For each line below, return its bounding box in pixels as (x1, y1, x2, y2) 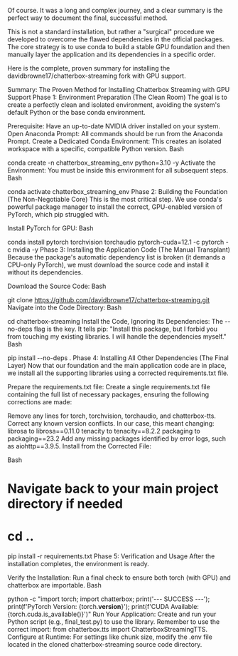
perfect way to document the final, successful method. (7, 14, 168, 22)
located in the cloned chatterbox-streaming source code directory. (7, 640, 202, 649)
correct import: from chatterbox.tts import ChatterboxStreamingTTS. (7, 625, 208, 634)
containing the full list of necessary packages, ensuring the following (7, 390, 210, 399)
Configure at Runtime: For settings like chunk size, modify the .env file (7, 632, 213, 641)
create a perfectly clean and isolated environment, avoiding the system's (7, 101, 220, 109)
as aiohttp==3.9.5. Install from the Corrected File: (7, 442, 151, 450)
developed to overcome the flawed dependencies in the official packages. (7, 35, 225, 43)
